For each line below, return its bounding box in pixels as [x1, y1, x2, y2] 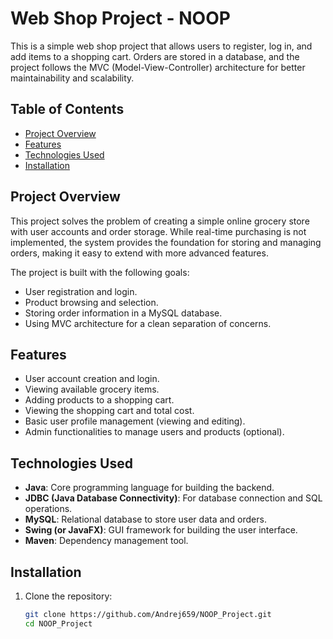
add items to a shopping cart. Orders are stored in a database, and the [10, 50, 300, 62]
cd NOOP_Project [24, 618, 93, 629]
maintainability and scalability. [10, 72, 135, 84]
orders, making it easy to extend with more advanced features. [10, 247, 269, 259]
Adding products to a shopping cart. [24, 394, 175, 406]
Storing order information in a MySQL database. [24, 307, 223, 319]
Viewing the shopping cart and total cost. [24, 405, 195, 417]
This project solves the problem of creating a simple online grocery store [10, 215, 310, 227]
